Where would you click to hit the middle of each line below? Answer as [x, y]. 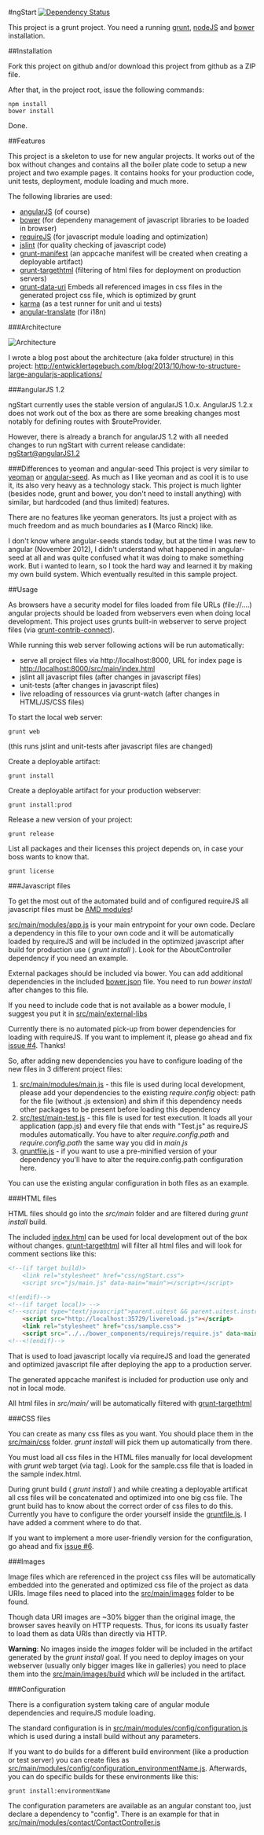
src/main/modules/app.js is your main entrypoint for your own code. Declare [132, 925]
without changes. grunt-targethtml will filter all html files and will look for [125, 1245]
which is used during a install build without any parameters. [104, 1736]
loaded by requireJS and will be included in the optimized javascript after [126, 941]
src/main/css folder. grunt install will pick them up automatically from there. [130, 1442]
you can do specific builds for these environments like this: [103, 1776]
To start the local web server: [56, 717]
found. [19, 1601]
